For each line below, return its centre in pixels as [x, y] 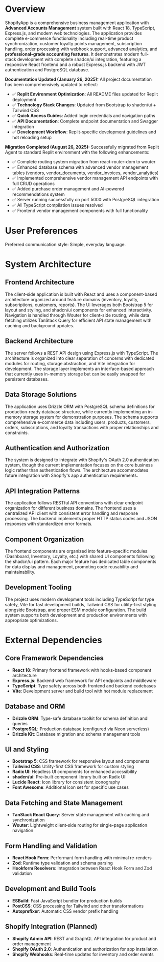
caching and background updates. [40, 325]
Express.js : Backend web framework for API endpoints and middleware [84, 681]
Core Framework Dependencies [54, 658]
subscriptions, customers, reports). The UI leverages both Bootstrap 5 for [79, 305]
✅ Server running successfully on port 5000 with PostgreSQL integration [86, 199]
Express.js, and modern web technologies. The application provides [73, 33]
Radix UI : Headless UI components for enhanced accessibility [74, 772]
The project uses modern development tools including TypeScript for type [80, 599]
